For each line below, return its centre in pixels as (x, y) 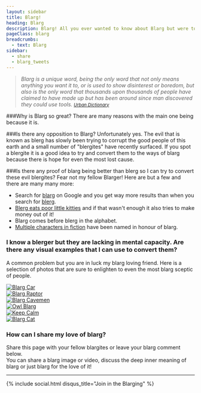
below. (14, 354)
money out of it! (34, 214)
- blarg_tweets (31, 62)
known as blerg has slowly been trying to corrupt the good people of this (96, 140)
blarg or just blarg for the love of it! (49, 367)
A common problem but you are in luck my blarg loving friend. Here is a (94, 263)
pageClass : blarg (28, 34)
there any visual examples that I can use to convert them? (92, 250)
